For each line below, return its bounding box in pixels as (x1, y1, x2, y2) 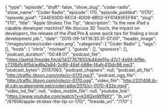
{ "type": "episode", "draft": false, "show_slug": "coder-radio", (5, 4, 131, 10)
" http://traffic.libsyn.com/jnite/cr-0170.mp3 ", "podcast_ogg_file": (5, 73, 137, 78)
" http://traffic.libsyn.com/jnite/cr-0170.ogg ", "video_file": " (5, 77, 123, 83)
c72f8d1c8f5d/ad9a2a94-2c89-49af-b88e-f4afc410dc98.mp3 (5, 62, 132, 68)
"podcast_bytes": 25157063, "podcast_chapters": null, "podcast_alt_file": (5, 67, 154, 73)
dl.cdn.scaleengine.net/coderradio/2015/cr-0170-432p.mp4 (5, 83, 127, 88)
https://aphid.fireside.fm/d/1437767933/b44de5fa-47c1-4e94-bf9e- (7, 57, 147, 62)
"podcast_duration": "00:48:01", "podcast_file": (5, 51, 101, 57)
